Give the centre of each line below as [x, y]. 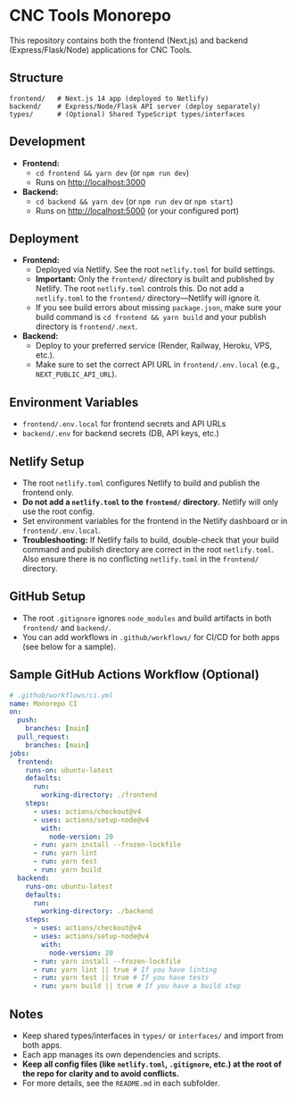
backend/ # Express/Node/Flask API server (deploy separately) [135, 106]
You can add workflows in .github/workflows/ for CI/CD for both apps [151, 637]
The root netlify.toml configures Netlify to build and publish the [141, 483]
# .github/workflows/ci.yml [62, 695]
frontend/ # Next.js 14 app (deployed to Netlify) [109, 98]
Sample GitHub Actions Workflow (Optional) [135, 675]
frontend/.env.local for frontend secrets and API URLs [124, 424]
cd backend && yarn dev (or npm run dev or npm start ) [134, 201]
